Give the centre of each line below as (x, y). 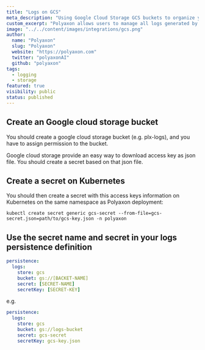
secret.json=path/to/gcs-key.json (50, 219)
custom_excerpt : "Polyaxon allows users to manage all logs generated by (102, 23)
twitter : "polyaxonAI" (41, 58)
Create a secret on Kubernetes (66, 181)
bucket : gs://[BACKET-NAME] (53, 278)
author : (16, 35)
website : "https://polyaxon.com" (54, 52)
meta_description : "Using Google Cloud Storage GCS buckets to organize (101, 18)
